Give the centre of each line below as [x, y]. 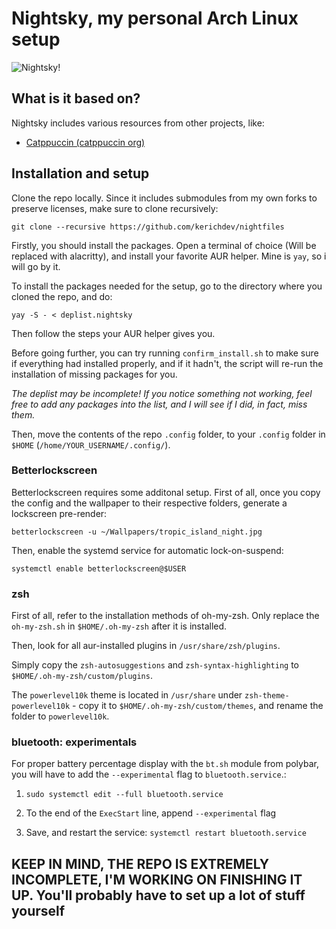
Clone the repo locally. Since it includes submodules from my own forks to [164, 198]
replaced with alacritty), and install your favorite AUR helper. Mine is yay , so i [169, 256]
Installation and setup [80, 173]
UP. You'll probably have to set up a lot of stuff [158, 895]
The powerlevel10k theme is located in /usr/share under [127, 695]
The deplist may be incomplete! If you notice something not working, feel [162, 393]
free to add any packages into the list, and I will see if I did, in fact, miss [159, 404]
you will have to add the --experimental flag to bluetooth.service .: [149, 774]
